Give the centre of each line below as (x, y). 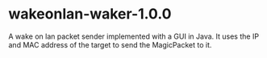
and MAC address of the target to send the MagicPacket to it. (110, 44)
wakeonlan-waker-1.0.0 (90, 14)
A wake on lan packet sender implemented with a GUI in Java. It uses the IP (134, 36)
